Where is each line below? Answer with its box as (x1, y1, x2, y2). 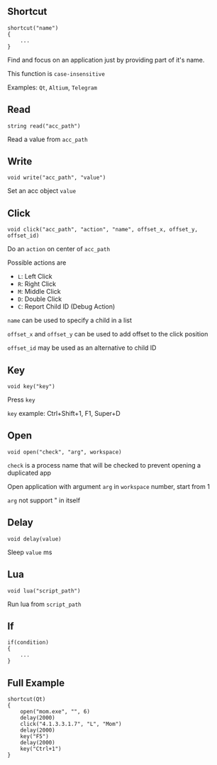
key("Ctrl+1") (20, 745, 62, 753)
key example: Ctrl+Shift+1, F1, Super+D (7, 409, 121, 418)
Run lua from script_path (7, 600, 82, 608)
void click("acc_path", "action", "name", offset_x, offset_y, (7, 226, 199, 233)
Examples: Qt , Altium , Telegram (7, 83, 98, 92)
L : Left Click (17, 273, 52, 281)
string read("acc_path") (7, 122, 81, 130)
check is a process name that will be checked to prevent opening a (7, 461, 201, 469)
